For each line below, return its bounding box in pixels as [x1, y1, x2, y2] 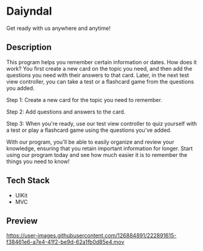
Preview [6, 216, 38, 226]
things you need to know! [6, 158, 70, 165]
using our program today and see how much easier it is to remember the [6, 151, 187, 158]
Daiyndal [6, 4, 52, 18]
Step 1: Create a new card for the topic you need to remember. [6, 96, 162, 103]
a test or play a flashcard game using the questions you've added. [6, 126, 172, 134]
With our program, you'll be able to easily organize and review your [6, 138, 174, 145]
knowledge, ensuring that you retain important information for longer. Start [6, 145, 193, 152]
